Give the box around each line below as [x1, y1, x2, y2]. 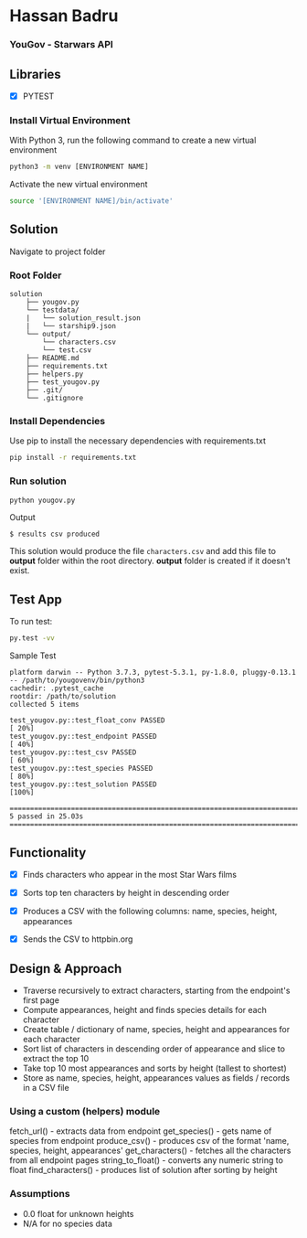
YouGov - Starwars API [9, 38, 114, 51]
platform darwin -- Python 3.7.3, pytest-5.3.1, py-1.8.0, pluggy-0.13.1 [9, 668, 297, 678]
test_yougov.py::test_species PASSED [9, 764, 153, 774]
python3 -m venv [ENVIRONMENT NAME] [9, 162, 149, 172]
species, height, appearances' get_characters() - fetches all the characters [9, 1145, 291, 1157]
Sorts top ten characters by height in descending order [22, 888, 230, 899]
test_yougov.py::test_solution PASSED [9, 780, 157, 789]
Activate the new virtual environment [9, 179, 148, 190]
